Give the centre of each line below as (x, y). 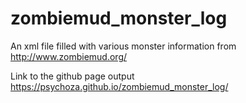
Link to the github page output (72, 76)
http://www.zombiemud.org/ (69, 56)
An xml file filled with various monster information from (123, 46)
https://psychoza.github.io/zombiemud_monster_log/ (119, 86)
